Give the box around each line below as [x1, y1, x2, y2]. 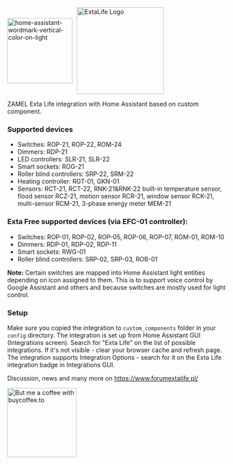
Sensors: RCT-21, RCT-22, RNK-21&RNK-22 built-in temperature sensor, [17, 184, 223, 193]
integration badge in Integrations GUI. [7, 360, 115, 369]
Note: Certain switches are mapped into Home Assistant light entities [7, 268, 205, 277]
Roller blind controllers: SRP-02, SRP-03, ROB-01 [17, 255, 158, 263]
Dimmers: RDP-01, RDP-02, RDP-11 [17, 240, 117, 248]
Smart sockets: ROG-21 [17, 163, 85, 171]
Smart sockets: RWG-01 [17, 247, 86, 256]
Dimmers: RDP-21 [17, 147, 68, 156]
